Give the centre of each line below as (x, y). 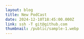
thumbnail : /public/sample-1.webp (42, 29)
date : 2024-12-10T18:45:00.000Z (40, 19)
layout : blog (19, 10)
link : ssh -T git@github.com (36, 24)
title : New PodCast (26, 15)
